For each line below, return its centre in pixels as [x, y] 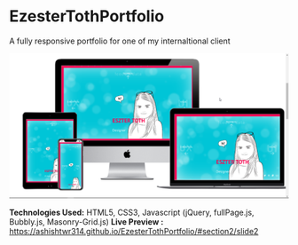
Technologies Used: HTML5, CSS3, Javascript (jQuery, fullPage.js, [132, 212]
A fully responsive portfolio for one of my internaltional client [120, 41]
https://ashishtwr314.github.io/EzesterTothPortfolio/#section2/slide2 [134, 231]
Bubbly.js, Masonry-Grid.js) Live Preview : [86, 221]
